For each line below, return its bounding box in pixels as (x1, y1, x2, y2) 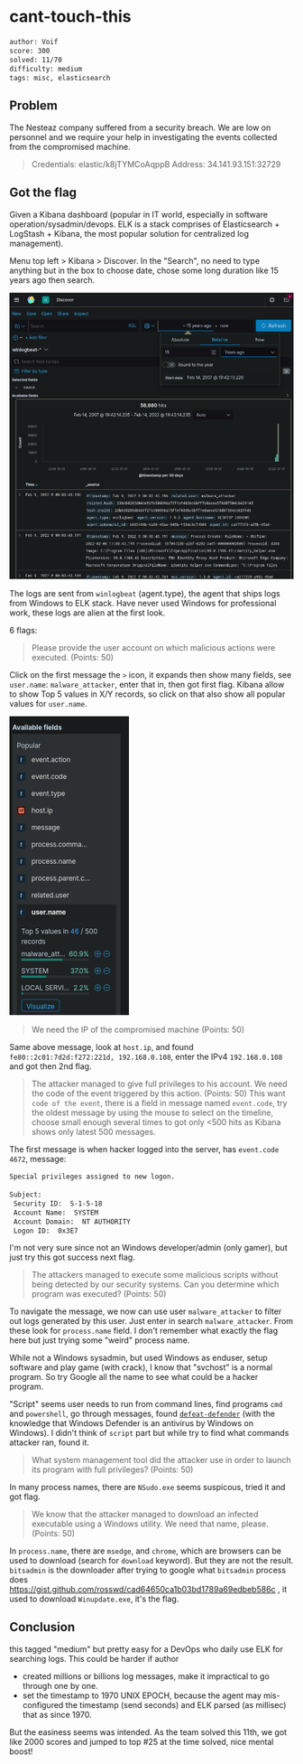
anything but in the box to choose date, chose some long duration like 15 (9, 265, 280, 276)
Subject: (9, 1190, 42, 1199)
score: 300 (9, 46, 50, 55)
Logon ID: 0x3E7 (13, 1226, 78, 1235)
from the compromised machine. (9, 141, 131, 152)
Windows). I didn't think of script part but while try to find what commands (9, 1427, 289, 1438)
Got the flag (9, 185, 78, 201)
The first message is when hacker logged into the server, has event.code (9, 1143, 280, 1154)
